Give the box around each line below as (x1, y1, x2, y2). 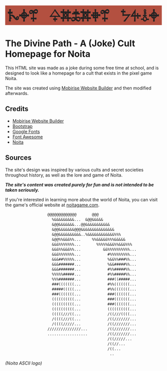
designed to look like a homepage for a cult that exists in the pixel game (5, 70, 153, 76)
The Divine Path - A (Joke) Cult (5, 38, 136, 49)
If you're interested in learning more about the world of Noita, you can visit (5, 196, 158, 202)
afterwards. (5, 90, 29, 96)
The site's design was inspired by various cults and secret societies (5, 167, 144, 173)
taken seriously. (5, 187, 40, 193)
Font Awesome (12, 134, 43, 140)
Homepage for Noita (5, 48, 90, 60)
